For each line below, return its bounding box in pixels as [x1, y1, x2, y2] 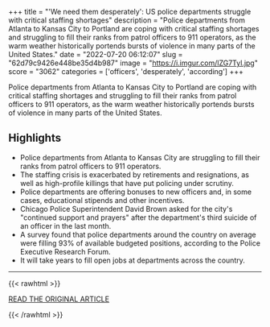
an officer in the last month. [19, 221, 112, 230]
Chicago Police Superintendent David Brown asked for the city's [19, 204, 233, 213]
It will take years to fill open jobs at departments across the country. [19, 255, 245, 265]
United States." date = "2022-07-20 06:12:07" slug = [8, 50, 183, 59]
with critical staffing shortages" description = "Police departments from [8, 15, 245, 25]
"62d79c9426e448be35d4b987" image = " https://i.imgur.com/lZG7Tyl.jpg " [8, 58, 259, 68]
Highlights [8, 131, 62, 145]
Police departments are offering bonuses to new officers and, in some [19, 187, 252, 197]
